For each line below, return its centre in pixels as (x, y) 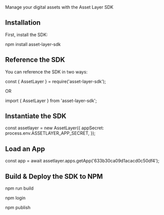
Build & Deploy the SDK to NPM (54, 176)
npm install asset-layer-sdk (33, 44)
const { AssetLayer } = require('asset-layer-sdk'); (55, 81)
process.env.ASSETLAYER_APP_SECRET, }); (50, 133)
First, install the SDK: (27, 35)
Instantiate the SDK (36, 116)
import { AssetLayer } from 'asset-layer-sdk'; (51, 101)
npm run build (19, 188)
